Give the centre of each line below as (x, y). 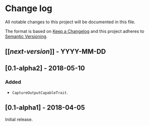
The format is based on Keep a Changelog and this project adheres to (75, 31)
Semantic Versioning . (26, 36)
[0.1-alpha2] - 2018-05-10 (45, 68)
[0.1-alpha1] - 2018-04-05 (45, 108)
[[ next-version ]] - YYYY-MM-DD (55, 52)
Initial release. (19, 119)
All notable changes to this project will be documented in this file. (70, 22)
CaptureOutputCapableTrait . (40, 93)
